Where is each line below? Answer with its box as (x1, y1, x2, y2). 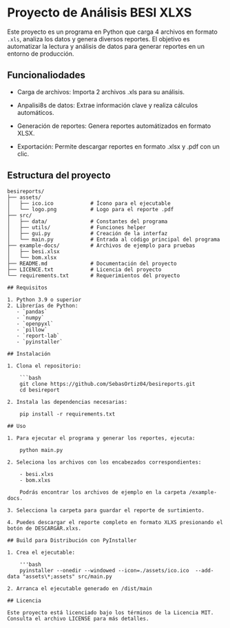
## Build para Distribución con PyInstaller (7, 537, 137, 544)
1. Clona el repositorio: (7, 362, 81, 369)
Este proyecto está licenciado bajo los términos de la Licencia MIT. (7, 609, 214, 616)
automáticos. (17, 108, 54, 116)
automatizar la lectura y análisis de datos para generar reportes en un (7, 42, 205, 50)
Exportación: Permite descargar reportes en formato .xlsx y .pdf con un (17, 142, 220, 151)
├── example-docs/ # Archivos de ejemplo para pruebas (7, 242, 196, 249)
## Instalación (7, 350, 51, 357)
